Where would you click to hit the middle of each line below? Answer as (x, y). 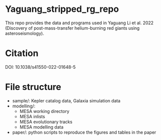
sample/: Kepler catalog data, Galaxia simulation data (66, 100)
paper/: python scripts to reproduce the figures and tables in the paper (84, 132)
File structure (33, 87)
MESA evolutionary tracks (46, 122)
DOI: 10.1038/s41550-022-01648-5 (40, 67)
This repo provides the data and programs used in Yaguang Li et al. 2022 (80, 23)
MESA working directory (44, 111)
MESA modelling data (41, 127)
